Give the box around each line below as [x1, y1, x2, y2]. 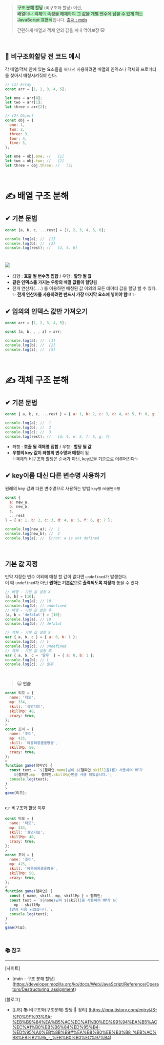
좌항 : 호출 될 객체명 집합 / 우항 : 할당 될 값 [12, 444, 92, 450]
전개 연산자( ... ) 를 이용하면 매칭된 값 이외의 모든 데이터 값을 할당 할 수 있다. [12, 286, 157, 291]
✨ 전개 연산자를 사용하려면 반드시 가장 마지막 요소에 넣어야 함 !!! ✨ [12, 291, 136, 297]
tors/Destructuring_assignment [12, 986, 75, 992]
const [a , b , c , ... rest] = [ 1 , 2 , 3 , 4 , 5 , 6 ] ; [5, 227, 106, 232]
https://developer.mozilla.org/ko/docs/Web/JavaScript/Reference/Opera [14, 981, 159, 987]
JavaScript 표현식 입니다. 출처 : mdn [17, 17, 87, 22]
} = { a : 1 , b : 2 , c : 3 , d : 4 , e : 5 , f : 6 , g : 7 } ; [5, 518, 113, 523]
